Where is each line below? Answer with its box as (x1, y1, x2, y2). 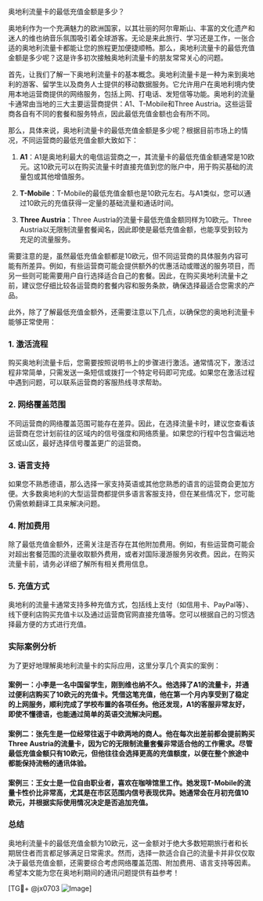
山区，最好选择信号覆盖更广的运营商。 (21, 438, 146, 448)
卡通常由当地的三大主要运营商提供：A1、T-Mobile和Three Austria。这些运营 (8, 99, 253, 108)
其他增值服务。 (40, 172, 88, 181)
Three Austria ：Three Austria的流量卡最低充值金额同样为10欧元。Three (19, 215, 252, 224)
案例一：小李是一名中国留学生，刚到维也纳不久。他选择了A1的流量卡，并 (8, 680, 243, 690)
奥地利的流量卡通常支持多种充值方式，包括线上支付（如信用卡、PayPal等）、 (8, 600, 253, 610)
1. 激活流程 (8, 339, 49, 350)
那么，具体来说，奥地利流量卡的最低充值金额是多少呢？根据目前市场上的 (8, 126, 241, 135)
